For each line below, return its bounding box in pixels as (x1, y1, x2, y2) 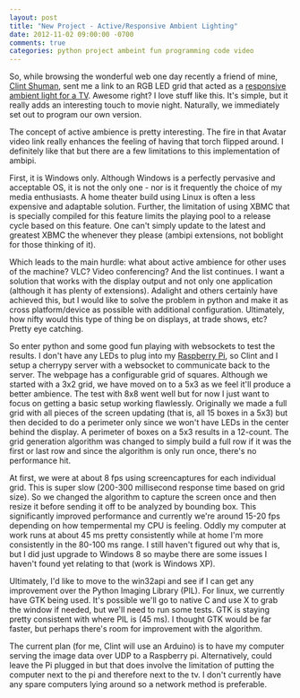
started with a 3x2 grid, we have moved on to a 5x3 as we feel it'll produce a (9, 379, 291, 390)
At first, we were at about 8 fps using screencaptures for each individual (9, 473, 276, 484)
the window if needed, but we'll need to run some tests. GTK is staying (9, 605, 270, 615)
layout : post (9, 13, 58, 22)
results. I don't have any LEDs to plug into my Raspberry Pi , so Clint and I (9, 351, 279, 362)
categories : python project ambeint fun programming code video (9, 47, 254, 56)
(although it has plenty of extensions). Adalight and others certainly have (9, 285, 279, 296)
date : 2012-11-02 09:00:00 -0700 (9, 30, 134, 39)
